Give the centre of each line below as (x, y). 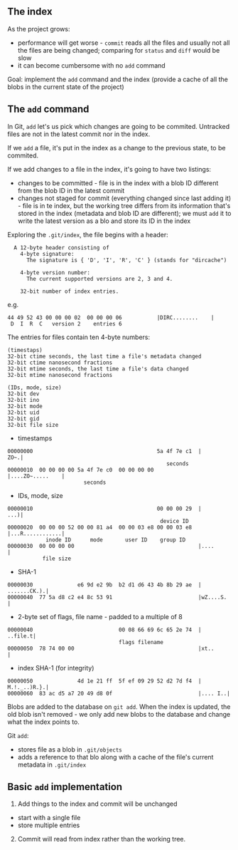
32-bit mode (25, 406)
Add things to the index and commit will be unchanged (97, 804)
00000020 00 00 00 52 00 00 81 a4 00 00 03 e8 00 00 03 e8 (100, 527)
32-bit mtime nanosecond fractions (60, 375)
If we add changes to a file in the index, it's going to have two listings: (109, 169)
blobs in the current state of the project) (66, 87)
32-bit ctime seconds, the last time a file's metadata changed (104, 356)
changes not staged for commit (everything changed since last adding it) (124, 198)
